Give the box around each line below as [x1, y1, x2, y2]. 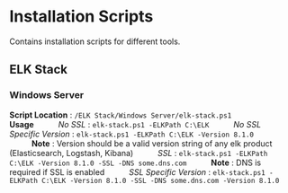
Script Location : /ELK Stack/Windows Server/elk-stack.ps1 [9, 110, 232, 120]
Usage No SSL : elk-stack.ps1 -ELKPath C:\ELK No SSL [9, 118, 262, 129]
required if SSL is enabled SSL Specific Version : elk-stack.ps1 [9, 166, 265, 177]
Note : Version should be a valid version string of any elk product [31, 137, 273, 149]
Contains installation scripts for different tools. [9, 36, 181, 47]
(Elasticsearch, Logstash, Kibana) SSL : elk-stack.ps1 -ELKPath [9, 147, 268, 158]
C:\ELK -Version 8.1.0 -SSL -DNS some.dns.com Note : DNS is [9, 157, 262, 168]
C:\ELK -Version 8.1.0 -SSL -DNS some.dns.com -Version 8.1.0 [41, 176, 280, 185]
